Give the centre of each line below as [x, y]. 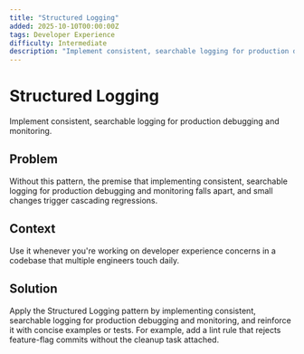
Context [33, 229]
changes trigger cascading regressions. [84, 200]
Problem [34, 159]
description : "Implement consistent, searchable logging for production [149, 52]
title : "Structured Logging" [64, 18]
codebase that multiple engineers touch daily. [95, 260]
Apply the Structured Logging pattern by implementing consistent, [133, 311]
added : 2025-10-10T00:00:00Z [64, 26]
